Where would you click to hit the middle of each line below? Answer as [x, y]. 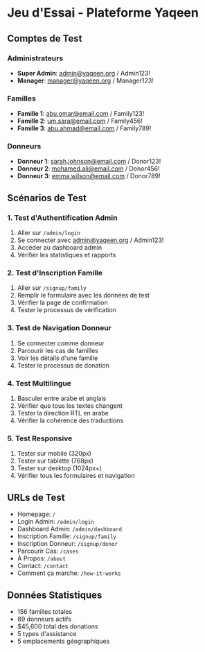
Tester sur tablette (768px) [55, 461]
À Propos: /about [42, 558]
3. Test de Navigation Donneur [60, 328]
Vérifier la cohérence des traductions [70, 420]
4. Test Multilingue [39, 383]
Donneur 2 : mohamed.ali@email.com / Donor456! [88, 169]
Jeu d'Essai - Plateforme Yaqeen [103, 13]
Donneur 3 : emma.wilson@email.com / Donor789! [89, 176]
